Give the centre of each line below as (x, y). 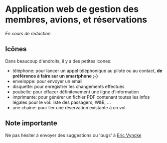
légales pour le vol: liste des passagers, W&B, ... (62, 102)
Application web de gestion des (72, 9)
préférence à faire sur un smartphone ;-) (55, 76)
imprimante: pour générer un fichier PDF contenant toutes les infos (81, 97)
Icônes (16, 49)
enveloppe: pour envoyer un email (47, 81)
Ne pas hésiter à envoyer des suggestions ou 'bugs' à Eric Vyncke (73, 135)
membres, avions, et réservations (76, 20)
